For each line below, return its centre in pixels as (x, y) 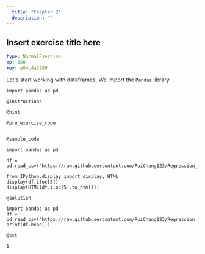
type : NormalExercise (34, 57)
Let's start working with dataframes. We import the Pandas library (88, 80)
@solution (19, 198)
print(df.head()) (28, 225)
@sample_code (23, 139)
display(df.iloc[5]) (33, 182)
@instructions (24, 102)
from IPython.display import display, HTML (63, 176)
